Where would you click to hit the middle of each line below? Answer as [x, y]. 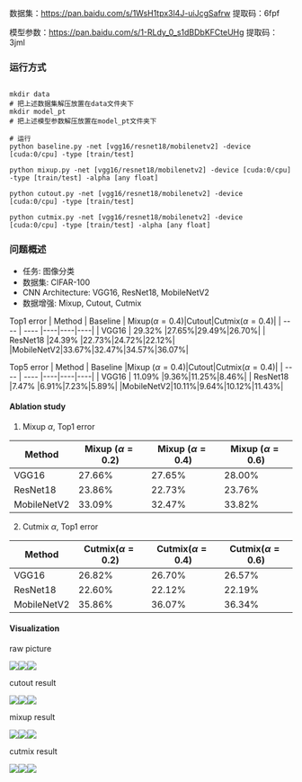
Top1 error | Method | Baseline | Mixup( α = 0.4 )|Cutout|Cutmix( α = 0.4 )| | [145, 321]
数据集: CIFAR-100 [56, 282]
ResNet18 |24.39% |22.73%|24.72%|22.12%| [92, 340]
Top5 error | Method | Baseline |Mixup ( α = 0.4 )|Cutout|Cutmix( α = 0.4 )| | [146, 367]
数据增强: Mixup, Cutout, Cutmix [82, 303]
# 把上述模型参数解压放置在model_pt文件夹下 [83, 121]
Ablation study [37, 406]
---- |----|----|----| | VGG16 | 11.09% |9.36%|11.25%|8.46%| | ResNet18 [156, 377]
